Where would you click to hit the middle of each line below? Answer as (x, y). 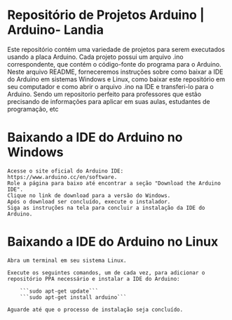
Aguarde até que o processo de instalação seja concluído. (95, 309)
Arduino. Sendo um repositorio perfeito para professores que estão (104, 94)
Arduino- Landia (55, 30)
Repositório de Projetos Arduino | (106, 15)
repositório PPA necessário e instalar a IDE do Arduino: (94, 279)
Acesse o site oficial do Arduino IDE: (66, 171)
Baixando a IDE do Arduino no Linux (113, 242)
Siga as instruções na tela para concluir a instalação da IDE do (106, 208)
